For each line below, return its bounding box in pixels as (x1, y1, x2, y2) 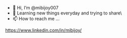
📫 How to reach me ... (12, 15, 60, 21)
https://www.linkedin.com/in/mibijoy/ (5, 27, 82, 33)
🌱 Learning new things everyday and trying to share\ (12, 10, 122, 16)
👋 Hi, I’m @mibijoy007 (12, 5, 59, 10)
